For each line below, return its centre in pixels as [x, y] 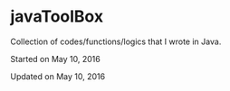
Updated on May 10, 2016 [58, 76]
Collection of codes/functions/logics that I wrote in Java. [116, 41]
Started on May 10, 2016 [55, 59]
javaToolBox [57, 17]
